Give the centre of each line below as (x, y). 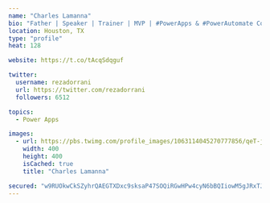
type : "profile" (35, 38)
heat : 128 (25, 46)
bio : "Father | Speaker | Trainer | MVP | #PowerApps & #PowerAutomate (131, 23)
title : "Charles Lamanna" (66, 171)
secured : (23, 186)
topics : (21, 112)
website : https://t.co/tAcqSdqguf (66, 60)
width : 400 (41, 149)
